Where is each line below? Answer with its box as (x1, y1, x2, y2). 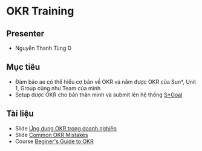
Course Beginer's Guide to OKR (15, 138, 94, 145)
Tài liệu (6, 109, 34, 119)
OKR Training (6, 4, 74, 18)
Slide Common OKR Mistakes (15, 131, 88, 138)
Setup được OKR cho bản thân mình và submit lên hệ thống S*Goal (15, 91, 183, 98)
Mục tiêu (6, 62, 41, 72)
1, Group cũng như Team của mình (15, 84, 101, 92)
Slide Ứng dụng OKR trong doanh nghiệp (15, 124, 117, 132)
